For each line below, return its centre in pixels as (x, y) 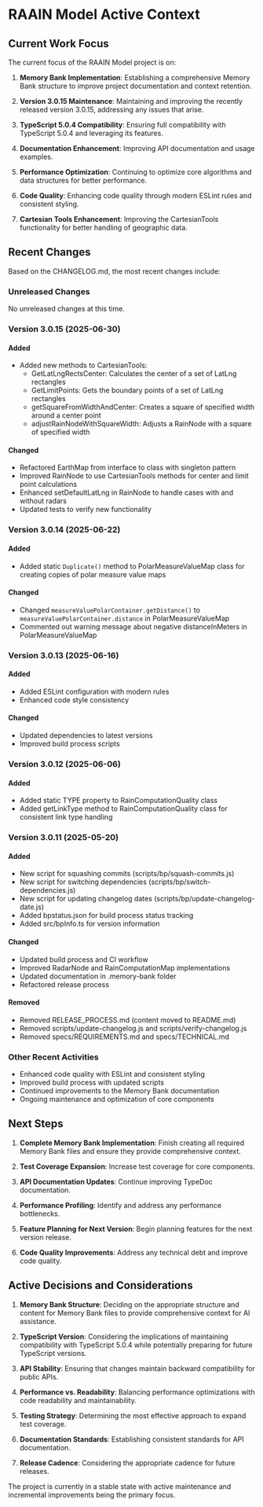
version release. (46, 1237)
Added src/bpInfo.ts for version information (89, 924)
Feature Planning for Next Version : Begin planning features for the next (136, 1229)
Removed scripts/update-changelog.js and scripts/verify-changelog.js (133, 1028)
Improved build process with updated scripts (92, 1082)
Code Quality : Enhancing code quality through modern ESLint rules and (135, 195)
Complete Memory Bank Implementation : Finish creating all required (132, 1143)
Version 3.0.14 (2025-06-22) (64, 530)
